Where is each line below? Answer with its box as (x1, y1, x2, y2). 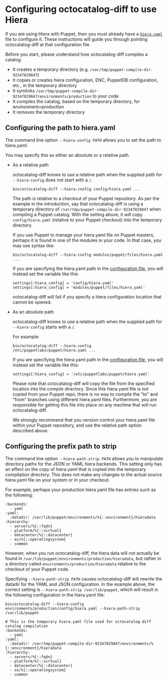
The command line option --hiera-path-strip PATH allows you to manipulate (5, 455, 163, 461)
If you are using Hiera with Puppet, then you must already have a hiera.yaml (5, 31, 163, 37)
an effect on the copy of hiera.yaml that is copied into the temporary (5, 466, 146, 472)
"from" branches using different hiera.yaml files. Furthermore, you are (12, 396, 157, 403)
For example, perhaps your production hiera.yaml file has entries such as (5, 487, 156, 493)
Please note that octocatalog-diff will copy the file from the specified (12, 380, 155, 386)
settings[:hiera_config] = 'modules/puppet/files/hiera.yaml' (12, 285, 145, 290)
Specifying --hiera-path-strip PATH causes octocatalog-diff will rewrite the (5, 575, 162, 581)
